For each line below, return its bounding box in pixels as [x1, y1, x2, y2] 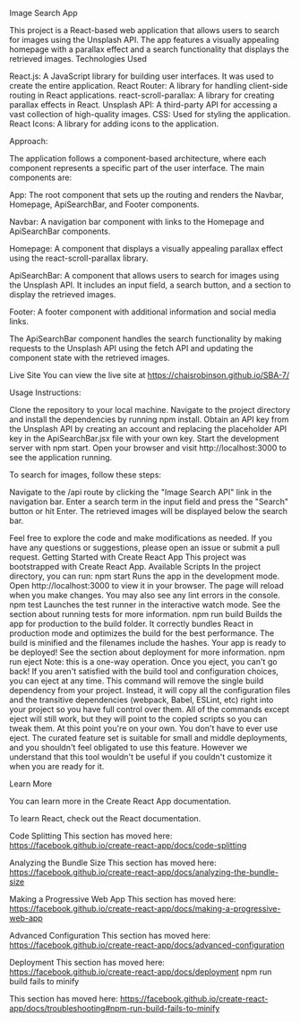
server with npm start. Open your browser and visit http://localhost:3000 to [9, 442, 287, 453]
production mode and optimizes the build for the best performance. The [9, 628, 275, 639]
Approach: [9, 136, 48, 146]
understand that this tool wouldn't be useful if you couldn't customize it [9, 751, 272, 762]
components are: [9, 172, 73, 183]
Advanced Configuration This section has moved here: [9, 931, 210, 940]
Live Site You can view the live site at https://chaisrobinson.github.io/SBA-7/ [9, 370, 290, 380]
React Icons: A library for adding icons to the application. [9, 118, 219, 129]
